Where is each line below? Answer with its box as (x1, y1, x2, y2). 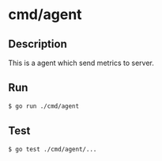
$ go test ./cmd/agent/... (8, 145, 97, 153)
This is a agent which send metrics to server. (8, 58, 154, 67)
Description (8, 37, 67, 51)
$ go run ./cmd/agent (8, 102, 80, 110)
